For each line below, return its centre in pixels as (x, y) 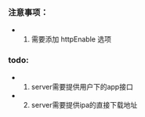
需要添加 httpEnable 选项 (71, 39)
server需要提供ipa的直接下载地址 (84, 104)
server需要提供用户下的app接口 (82, 86)
